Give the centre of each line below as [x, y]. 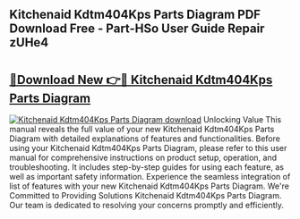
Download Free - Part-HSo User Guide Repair [137, 29]
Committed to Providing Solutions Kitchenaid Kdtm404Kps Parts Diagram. [146, 195]
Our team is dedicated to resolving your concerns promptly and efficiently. [147, 205]
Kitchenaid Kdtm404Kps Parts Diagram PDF [135, 15]
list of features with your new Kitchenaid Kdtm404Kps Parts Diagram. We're [149, 186]
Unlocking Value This [242, 119]
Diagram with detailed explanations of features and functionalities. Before [145, 139]
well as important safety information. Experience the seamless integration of [150, 177]
